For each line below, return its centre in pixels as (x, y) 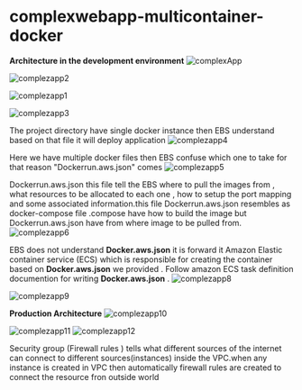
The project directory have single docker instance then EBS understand (142, 130)
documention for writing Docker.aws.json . (89, 278)
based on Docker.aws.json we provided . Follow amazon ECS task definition (152, 268)
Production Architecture (56, 313)
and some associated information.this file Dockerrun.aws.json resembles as (150, 204)
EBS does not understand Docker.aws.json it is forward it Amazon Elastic (146, 249)
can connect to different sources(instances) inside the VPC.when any (138, 358)
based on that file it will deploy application (88, 140)
